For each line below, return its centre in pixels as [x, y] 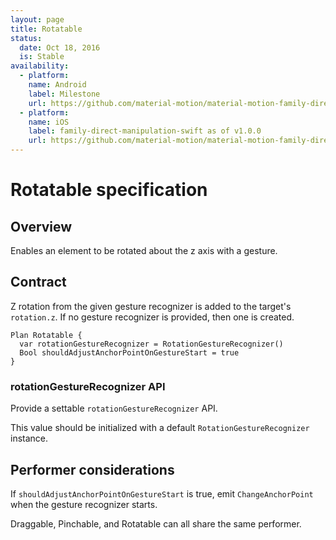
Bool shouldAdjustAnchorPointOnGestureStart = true [129, 352]
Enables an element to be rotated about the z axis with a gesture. [144, 250]
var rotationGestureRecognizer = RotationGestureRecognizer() [151, 344]
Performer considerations [92, 469]
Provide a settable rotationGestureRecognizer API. [114, 408]
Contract [38, 282]
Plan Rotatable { [46, 335]
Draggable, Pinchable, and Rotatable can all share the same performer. [156, 523]
